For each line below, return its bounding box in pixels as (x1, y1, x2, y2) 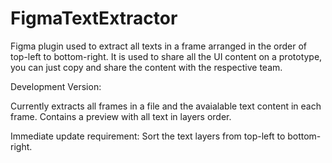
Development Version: (10, 80, 102, 92)
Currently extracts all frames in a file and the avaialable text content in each (10, 100, 322, 112)
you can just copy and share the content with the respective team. (10, 61, 283, 73)
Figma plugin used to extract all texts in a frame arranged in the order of (10, 40, 307, 52)
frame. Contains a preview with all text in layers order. (10, 110, 232, 122)
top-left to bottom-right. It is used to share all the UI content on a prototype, (10, 50, 323, 62)
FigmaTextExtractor (10, 7, 178, 30)
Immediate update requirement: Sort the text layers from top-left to (10, 130, 286, 142)
